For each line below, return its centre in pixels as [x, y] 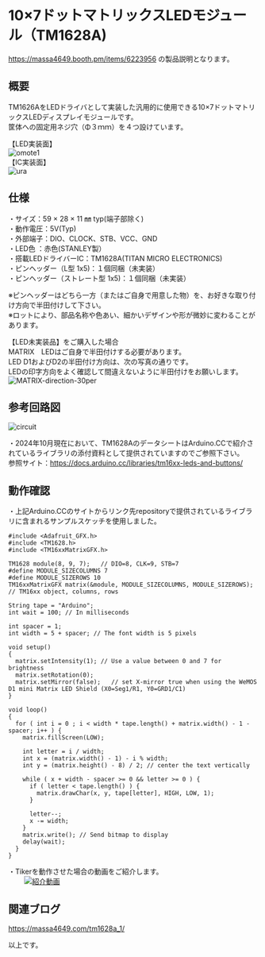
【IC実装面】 [29, 162]
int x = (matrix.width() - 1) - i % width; [96, 758]
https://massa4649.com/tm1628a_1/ [67, 928]
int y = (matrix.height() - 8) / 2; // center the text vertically [136, 766]
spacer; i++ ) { [35, 731]
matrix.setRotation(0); [54, 675]
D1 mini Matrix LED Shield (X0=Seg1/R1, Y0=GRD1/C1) [97, 689]
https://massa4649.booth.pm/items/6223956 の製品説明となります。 [121, 59]
